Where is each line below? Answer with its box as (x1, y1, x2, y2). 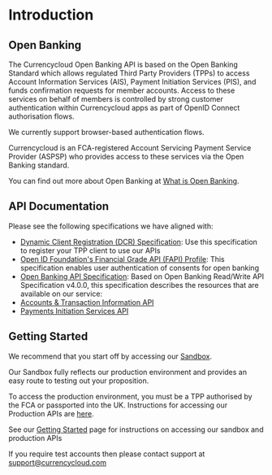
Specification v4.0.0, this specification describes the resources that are (19, 280, 260, 290)
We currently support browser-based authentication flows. (8, 128, 205, 137)
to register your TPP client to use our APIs (19, 246, 161, 255)
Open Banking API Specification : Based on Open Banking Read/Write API (19, 271, 265, 281)
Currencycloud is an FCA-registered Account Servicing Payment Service (8, 143, 252, 152)
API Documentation (8, 199, 110, 213)
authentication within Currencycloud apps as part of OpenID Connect (8, 103, 240, 112)
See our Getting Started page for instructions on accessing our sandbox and (8, 425, 264, 434)
